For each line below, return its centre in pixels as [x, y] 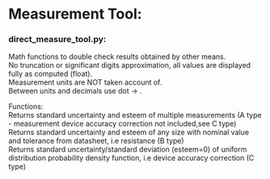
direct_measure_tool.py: [57, 40]
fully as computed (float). [51, 74]
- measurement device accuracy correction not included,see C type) [122, 124]
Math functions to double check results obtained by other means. [117, 56]
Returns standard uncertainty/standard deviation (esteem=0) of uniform [128, 149]
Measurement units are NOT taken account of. [85, 82]
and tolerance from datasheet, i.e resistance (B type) [96, 141]
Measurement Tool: [76, 14]
